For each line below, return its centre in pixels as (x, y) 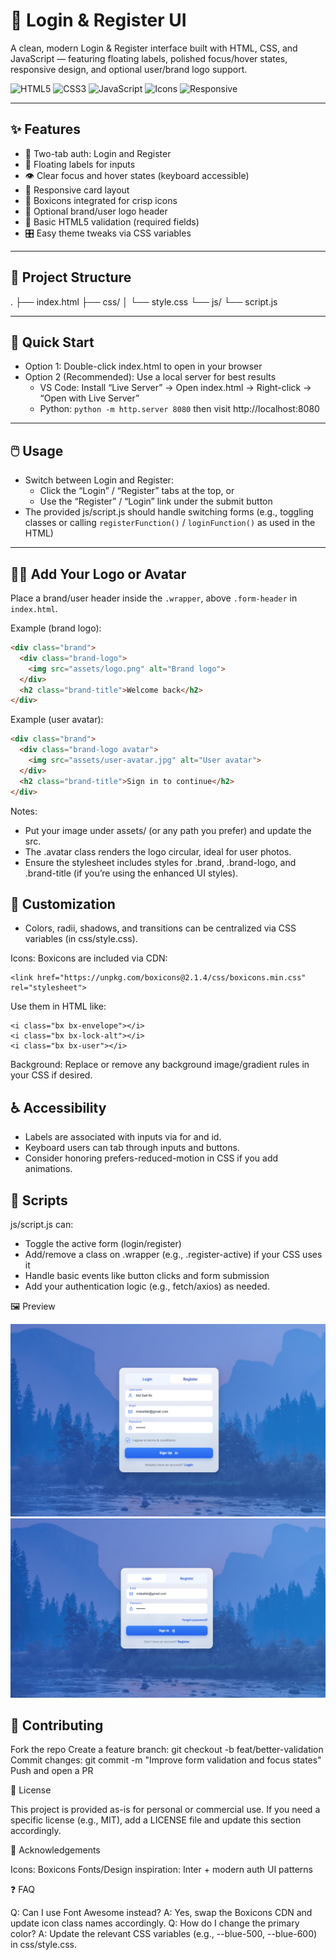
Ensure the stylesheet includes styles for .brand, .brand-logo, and (160, 862)
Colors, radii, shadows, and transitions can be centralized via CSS (160, 928)
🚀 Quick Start (52, 342)
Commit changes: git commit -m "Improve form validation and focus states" (166, 1760)
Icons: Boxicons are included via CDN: (89, 958)
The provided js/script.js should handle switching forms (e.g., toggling (169, 512)
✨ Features (45, 129)
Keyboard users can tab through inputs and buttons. (132, 1148)
